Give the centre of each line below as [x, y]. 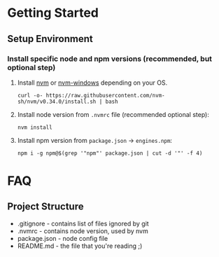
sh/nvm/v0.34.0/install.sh [57, 102]
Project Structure [45, 207]
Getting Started [53, 13]
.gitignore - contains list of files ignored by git [83, 223]
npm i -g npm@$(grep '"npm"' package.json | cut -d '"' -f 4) [110, 153]
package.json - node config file [63, 238]
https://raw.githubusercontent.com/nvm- [106, 95]
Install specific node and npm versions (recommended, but [109, 59]
